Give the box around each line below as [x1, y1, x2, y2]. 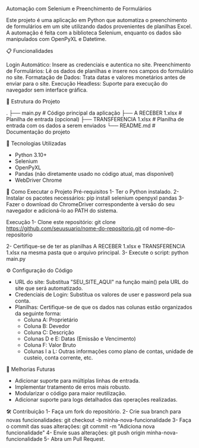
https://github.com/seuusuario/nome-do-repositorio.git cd [6, 225, 149, 232]
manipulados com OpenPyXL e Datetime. [6, 36, 107, 42]
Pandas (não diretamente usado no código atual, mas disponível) [14, 171, 174, 177]
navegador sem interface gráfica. [6, 86, 88, 93]
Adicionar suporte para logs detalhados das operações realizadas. [14, 396, 178, 403]
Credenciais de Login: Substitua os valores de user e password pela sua [14, 291, 192, 298]
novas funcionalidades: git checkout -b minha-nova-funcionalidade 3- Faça [6, 417, 192, 424]
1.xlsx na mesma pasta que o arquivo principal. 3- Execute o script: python [6, 249, 189, 256]
